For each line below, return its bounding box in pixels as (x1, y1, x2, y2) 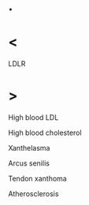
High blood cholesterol (8, 128, 82, 138)
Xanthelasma (8, 143, 50, 153)
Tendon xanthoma (8, 174, 67, 184)
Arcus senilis (8, 158, 50, 168)
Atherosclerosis (8, 189, 59, 199)
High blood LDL (8, 113, 59, 122)
